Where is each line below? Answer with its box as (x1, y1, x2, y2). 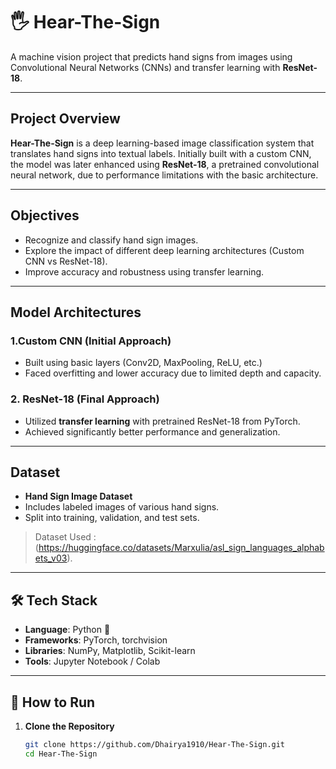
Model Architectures (10, 304, 142, 321)
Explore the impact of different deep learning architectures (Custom (24, 244, 305, 256)
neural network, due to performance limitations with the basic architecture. (10, 169, 319, 181)
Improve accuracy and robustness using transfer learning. (24, 265, 265, 278)
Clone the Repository (24, 720, 115, 732)
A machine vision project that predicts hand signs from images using (10, 50, 293, 63)
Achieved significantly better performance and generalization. (24, 425, 281, 438)
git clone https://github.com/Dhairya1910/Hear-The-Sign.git (24, 739, 286, 749)
